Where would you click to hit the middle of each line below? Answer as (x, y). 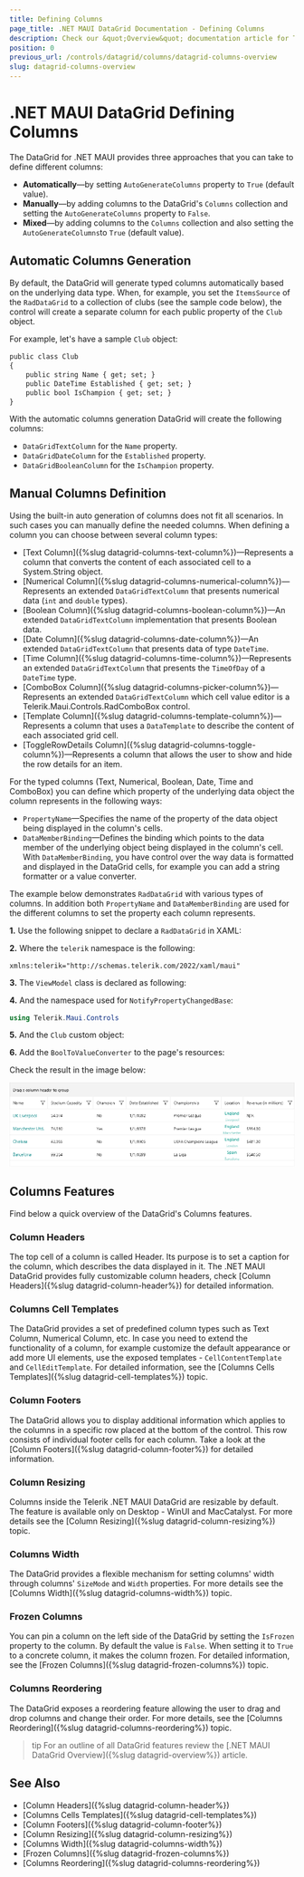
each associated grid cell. (71, 735)
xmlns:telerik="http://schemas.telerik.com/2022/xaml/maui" (125, 966)
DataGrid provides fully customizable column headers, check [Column (140, 1276)
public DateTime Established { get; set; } (109, 384)
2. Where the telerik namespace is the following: (102, 948)
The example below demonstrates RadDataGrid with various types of (137, 893)
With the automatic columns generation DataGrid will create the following (146, 419)
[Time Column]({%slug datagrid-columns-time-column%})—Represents (157, 658)
